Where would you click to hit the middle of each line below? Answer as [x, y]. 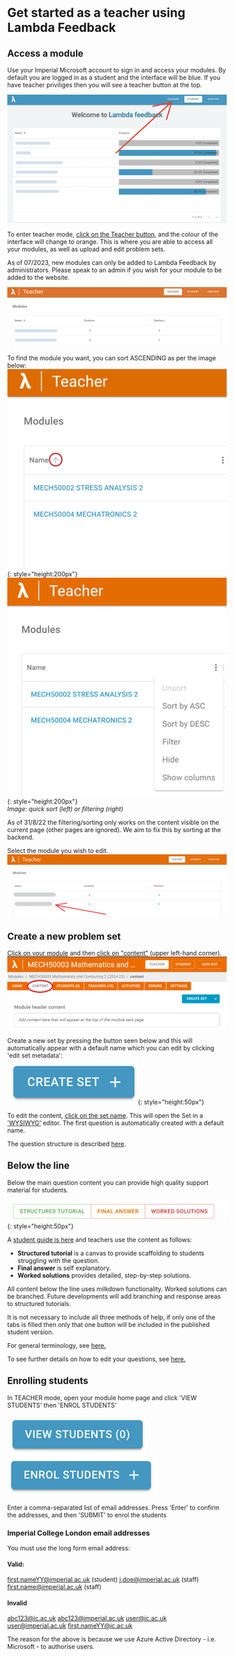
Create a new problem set [64, 936]
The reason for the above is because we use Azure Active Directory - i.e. [112, 1639]
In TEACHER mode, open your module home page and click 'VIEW [102, 1397]
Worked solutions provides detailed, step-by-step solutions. [104, 1275]
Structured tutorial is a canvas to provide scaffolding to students [111, 1253]
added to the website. [38, 277]
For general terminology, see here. [57, 1345]
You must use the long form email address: [69, 1548]
